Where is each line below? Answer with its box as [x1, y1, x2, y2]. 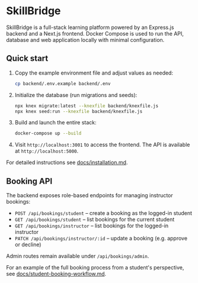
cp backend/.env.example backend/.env [14, 81, 111, 86]
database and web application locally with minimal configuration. [6, 36, 165, 43]
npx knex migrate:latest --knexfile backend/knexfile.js [14, 102, 159, 109]
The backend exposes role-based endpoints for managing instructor [6, 192, 173, 199]
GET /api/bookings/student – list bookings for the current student [14, 216, 175, 223]
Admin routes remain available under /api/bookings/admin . [6, 253, 149, 260]
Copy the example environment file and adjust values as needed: [14, 69, 174, 76]
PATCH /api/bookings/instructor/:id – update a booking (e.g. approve [14, 235, 188, 242]
